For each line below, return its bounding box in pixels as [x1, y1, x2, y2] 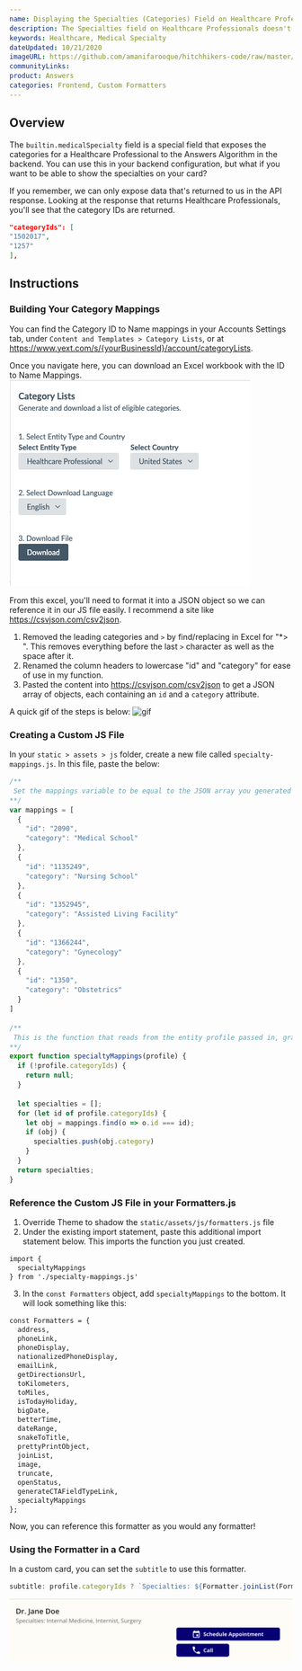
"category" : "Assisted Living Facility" [25, 910, 179, 919]
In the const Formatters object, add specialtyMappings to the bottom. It [22, 1288, 286, 1299]
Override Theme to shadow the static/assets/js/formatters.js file [22, 1216, 275, 1227]
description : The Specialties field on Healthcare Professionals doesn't [9, 23, 292, 33]
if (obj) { [25, 1128, 67, 1137]
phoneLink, [17, 1334, 58, 1343]
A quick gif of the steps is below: [9, 706, 131, 716]
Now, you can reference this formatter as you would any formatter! [9, 1520, 256, 1532]
